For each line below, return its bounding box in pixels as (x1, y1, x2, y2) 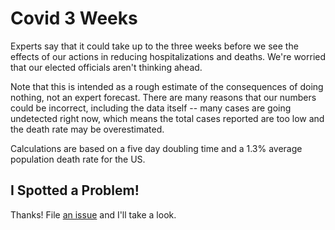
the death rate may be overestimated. (10, 123, 165, 135)
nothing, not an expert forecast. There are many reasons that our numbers (10, 91, 317, 103)
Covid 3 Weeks (10, 7, 138, 30)
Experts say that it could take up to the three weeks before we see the (10, 40, 299, 52)
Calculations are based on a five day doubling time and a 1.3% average (10, 142, 303, 154)
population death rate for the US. (10, 153, 146, 165)
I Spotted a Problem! (10, 182, 140, 199)
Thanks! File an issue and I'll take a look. (10, 208, 177, 221)
